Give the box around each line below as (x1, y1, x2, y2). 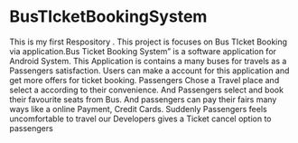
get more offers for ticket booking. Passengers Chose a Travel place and (9, 74, 280, 85)
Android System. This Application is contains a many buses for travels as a (9, 55, 287, 66)
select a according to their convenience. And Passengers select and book (9, 84, 284, 95)
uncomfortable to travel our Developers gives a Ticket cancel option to (9, 113, 273, 124)
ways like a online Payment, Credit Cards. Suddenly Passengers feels (9, 103, 268, 114)
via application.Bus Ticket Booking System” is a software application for (9, 45, 277, 56)
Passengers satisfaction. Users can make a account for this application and (9, 65, 290, 76)
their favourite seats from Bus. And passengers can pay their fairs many (9, 93, 277, 105)
